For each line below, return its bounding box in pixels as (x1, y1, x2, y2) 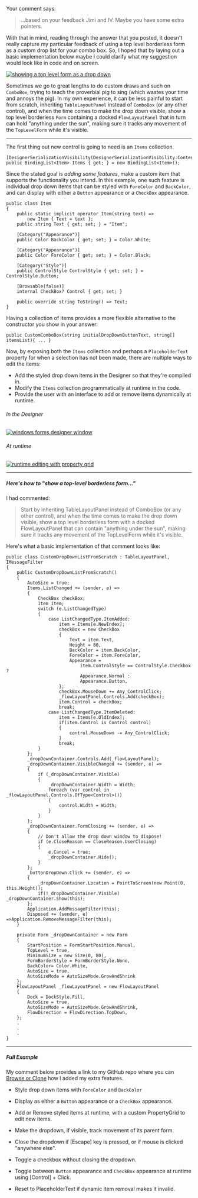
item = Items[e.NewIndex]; (58, 621, 126, 628)
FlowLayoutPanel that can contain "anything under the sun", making (20, 525, 186, 532)
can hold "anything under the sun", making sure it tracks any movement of (6, 120, 187, 127)
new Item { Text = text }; (27, 216, 94, 222)
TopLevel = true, (27, 948, 70, 954)
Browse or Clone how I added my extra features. (6, 1075, 124, 1082)
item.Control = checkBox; (58, 699, 123, 705)
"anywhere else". (14, 1145, 57, 1152)
